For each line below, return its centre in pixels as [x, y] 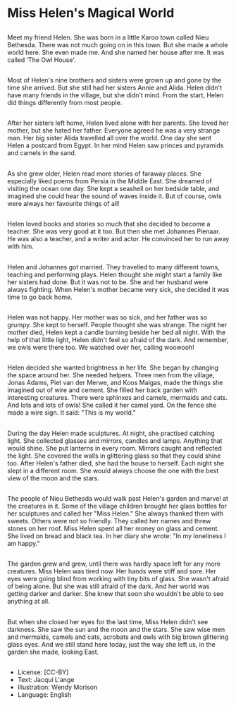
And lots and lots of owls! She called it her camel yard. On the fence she [112, 405]
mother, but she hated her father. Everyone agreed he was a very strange [114, 130]
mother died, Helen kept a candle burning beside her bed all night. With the [117, 332]
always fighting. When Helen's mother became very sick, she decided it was [118, 289]
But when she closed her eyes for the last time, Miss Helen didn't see [108, 621]
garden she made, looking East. [53, 652]
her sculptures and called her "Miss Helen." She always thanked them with [116, 513]
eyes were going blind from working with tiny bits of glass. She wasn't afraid [118, 579]
